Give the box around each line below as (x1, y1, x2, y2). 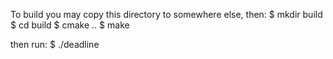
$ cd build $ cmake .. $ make (10, 19, 130, 31)
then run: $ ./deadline (10, 39, 100, 50)
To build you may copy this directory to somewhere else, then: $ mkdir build (10, 9, 323, 20)
